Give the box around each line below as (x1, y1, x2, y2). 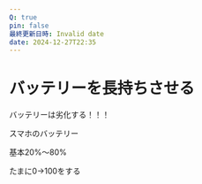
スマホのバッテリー (9, 128, 79, 139)
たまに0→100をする (9, 165, 81, 177)
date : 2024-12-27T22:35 (9, 37, 97, 47)
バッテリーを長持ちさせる (9, 79, 196, 98)
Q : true (9, 12, 38, 22)
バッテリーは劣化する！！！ (9, 110, 110, 120)
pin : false (9, 21, 49, 30)
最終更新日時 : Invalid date (9, 29, 104, 38)
